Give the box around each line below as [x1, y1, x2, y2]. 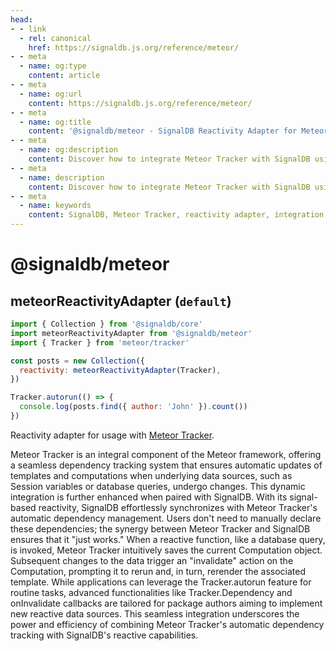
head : [10, 14, 33, 25]
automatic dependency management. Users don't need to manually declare [10, 512, 322, 524]
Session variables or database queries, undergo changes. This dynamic [10, 480, 306, 492]
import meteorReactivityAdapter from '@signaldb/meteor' [10, 328, 253, 338]
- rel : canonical [19, 33, 92, 43]
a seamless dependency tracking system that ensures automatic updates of [10, 459, 323, 471]
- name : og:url [19, 89, 83, 99]
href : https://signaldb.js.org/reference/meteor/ [28, 42, 240, 53]
